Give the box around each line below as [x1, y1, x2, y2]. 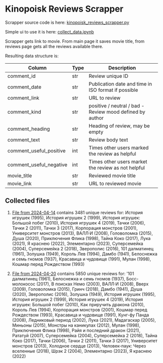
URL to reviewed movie [89, 180, 142, 187]
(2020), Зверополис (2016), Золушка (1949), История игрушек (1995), [12, 291, 156, 297]
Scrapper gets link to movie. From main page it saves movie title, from [5, 38, 145, 44]
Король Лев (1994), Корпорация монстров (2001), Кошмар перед [12, 307, 147, 312]
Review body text [89, 136, 129, 143]
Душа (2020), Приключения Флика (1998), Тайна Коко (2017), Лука [12, 235, 151, 241]
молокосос [12, 281, 35, 287]
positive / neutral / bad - [89, 102, 145, 109]
